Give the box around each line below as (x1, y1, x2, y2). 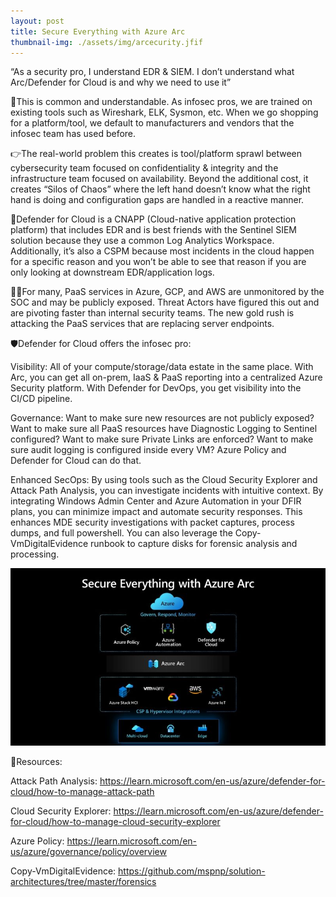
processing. (10, 548, 60, 560)
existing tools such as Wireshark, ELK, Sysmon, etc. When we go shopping (10, 106, 319, 119)
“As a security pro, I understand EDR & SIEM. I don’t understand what (10, 66, 295, 78)
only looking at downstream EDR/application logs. (10, 266, 215, 279)
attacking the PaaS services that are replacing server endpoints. (10, 318, 275, 330)
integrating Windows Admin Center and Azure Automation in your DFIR (10, 495, 302, 507)
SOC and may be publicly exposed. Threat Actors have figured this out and (10, 296, 320, 309)
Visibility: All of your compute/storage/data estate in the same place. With (10, 361, 314, 373)
